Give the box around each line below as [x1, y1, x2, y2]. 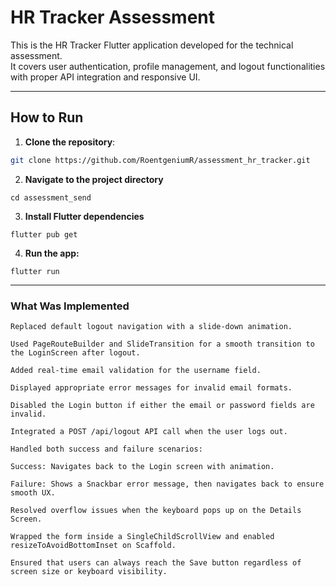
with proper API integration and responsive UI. [10, 71, 201, 83]
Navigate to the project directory [24, 173, 164, 185]
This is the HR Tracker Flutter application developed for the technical [10, 39, 294, 51]
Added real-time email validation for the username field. [10, 365, 262, 375]
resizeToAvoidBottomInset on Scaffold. [10, 540, 177, 550]
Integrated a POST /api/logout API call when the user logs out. [10, 426, 288, 436]
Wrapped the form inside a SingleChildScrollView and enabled [10, 531, 275, 541]
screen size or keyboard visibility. [10, 566, 168, 576]
